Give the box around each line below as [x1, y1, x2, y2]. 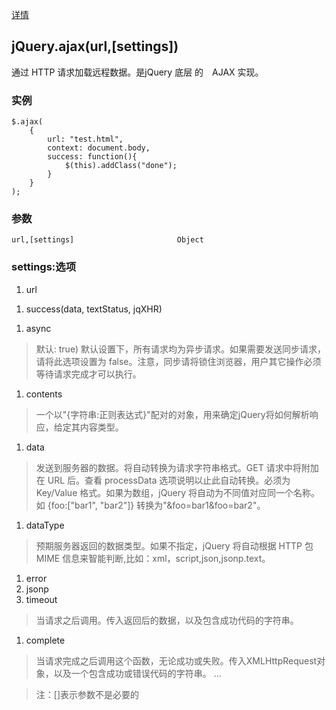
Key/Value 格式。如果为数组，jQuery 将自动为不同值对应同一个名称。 [35, 486, 321, 498]
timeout [25, 593, 58, 605]
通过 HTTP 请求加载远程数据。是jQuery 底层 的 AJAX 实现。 [11, 66, 264, 78]
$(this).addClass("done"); [64, 161, 178, 171]
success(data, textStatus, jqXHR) [25, 303, 163, 315]
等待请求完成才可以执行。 [35, 368, 142, 380]
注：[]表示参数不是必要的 [35, 688, 140, 700]
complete [25, 634, 66, 646]
